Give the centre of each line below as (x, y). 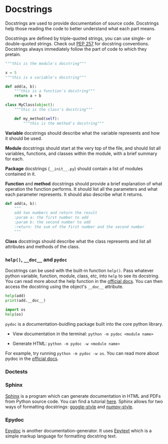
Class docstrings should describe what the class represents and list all (78, 241)
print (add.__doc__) (26, 301)
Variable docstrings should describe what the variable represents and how (82, 133)
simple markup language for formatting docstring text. (61, 436)
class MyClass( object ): (30, 105)
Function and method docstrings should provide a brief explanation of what (84, 183)
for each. (15, 159)
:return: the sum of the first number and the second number (79, 227)
